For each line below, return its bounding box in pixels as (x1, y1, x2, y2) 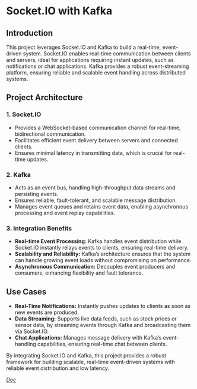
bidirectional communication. (14, 130, 86, 138)
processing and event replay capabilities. (14, 209, 116, 216)
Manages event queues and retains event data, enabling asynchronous (14, 203, 189, 210)
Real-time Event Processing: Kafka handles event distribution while (14, 238, 182, 245)
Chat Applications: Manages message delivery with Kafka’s (14, 334, 162, 341)
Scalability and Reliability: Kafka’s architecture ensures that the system (14, 250, 191, 257)
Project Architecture (6, 92, 83, 102)
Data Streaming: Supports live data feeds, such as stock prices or (14, 315, 177, 322)
